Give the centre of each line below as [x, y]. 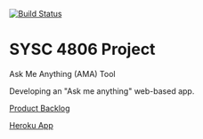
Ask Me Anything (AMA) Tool [62, 73]
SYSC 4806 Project [82, 50]
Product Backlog [40, 108]
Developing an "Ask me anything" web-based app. [102, 91]
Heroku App [31, 125]
